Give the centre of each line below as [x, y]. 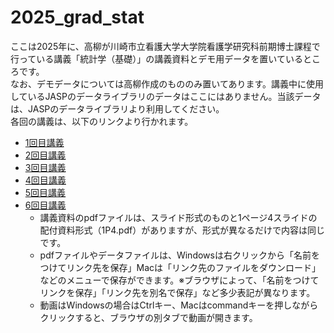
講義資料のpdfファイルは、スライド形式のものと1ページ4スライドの [178, 217]
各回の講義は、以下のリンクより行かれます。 [102, 121]
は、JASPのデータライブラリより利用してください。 [117, 108]
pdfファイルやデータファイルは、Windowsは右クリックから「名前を [179, 255]
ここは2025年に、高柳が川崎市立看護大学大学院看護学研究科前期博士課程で [165, 46]
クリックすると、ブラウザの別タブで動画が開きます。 [148, 317]
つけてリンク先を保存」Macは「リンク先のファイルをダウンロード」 [180, 267]
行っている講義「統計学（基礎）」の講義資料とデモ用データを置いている [156, 58]
